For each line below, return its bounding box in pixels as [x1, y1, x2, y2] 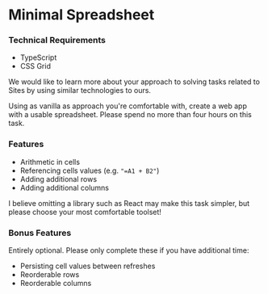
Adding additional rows [19, 174, 98, 183]
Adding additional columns [19, 183, 109, 192]
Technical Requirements [8, 35, 107, 46]
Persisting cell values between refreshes [19, 261, 156, 271]
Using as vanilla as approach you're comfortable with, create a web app [8, 101, 248, 111]
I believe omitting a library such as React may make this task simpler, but [8, 198, 250, 208]
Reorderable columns [19, 279, 92, 288]
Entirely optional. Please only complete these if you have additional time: [8, 246, 249, 255]
